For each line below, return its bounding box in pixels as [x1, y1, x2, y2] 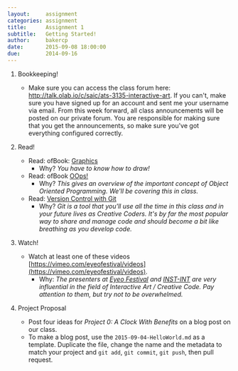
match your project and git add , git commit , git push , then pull [28, 348, 215, 356]
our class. [28, 325, 58, 333]
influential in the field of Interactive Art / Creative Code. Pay [38, 282, 215, 291]
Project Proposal [17, 303, 67, 312]
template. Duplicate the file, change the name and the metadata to [28, 340, 222, 349]
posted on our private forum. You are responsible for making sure [28, 113, 220, 122]
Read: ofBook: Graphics [28, 156, 98, 164]
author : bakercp [7, 37, 69, 44]
